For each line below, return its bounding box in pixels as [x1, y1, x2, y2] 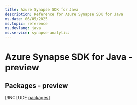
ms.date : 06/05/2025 [5, 16, 48, 21]
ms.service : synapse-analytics [5, 30, 70, 35]
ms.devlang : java [5, 26, 41, 31]
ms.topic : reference [5, 21, 48, 26]
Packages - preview [5, 81, 68, 90]
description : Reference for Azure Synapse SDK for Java [5, 12, 123, 17]
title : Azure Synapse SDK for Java [5, 7, 79, 12]
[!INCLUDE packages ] [5, 95, 50, 100]
